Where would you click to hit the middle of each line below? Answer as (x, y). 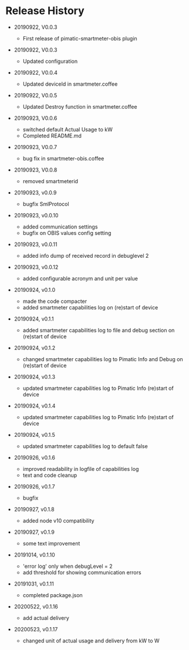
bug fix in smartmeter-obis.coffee (63, 158)
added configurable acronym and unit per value (80, 278)
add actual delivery (46, 618)
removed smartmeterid (50, 181)
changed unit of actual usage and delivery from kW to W (91, 641)
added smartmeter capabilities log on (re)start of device (90, 307)
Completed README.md (52, 136)
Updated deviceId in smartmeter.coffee (70, 84)
